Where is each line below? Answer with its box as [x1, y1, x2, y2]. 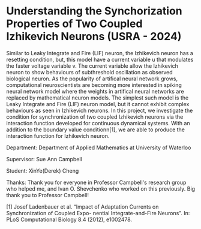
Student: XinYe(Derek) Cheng [6, 167, 79, 174]
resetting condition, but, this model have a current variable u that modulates [6, 56, 194, 63]
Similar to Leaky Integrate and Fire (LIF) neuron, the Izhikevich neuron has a [6, 49, 194, 56]
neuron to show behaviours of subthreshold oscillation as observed [6, 68, 173, 76]
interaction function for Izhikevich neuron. [6, 132, 110, 139]
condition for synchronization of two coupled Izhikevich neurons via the [6, 113, 184, 120]
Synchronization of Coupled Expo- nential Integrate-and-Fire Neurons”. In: [6, 209, 190, 216]
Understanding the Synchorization [6, 4, 183, 18]
